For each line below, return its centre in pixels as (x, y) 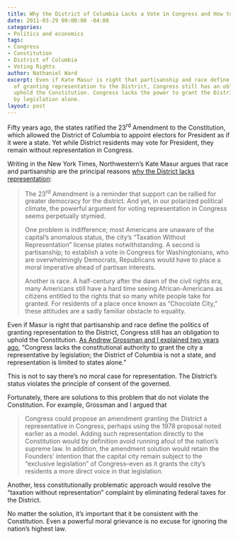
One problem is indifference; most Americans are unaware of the (119, 230)
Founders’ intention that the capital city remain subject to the (113, 456)
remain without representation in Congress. (70, 150)
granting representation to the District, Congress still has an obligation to (113, 333)
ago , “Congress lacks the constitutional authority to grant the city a (105, 347)
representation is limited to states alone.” (67, 362)
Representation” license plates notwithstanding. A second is (112, 245)
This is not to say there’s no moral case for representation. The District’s (112, 377)
